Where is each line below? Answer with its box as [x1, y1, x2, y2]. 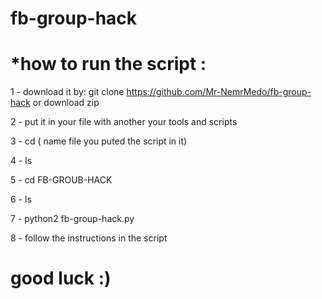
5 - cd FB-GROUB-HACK [10, 174, 113, 186]
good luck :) [10, 267, 112, 290]
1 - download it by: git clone [10, 86, 125, 98]
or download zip [32, 97, 100, 109]
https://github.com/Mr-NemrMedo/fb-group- [126, 86, 312, 98]
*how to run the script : [10, 53, 207, 76]
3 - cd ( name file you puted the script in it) [10, 135, 188, 147]
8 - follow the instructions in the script [10, 232, 168, 244]
